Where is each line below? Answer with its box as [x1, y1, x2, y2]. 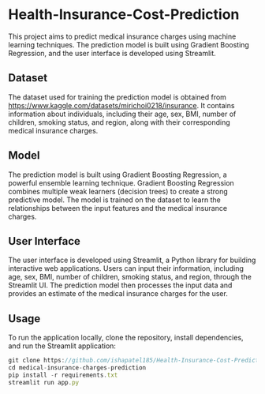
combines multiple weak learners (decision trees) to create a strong [8, 186, 229, 196]
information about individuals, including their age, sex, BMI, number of [8, 109, 237, 118]
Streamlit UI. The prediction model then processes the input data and [8, 280, 233, 290]
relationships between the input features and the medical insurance [8, 203, 227, 212]
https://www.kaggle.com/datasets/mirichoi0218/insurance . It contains [8, 100, 235, 110]
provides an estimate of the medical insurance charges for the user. [8, 289, 229, 298]
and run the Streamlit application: [8, 341, 117, 351]
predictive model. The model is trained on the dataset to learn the [8, 195, 221, 205]
